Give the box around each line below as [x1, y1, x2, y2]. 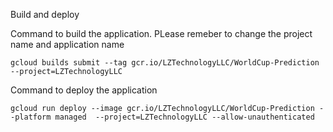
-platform [10, 112, 52, 122]
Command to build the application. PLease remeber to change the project [10, 28, 313, 39]
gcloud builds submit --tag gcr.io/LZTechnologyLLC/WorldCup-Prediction [10, 58, 320, 68]
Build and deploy [10, 9, 80, 20]
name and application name [10, 39, 125, 50]
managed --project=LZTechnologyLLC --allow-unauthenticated [54, 112, 315, 122]
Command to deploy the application [10, 84, 158, 96]
